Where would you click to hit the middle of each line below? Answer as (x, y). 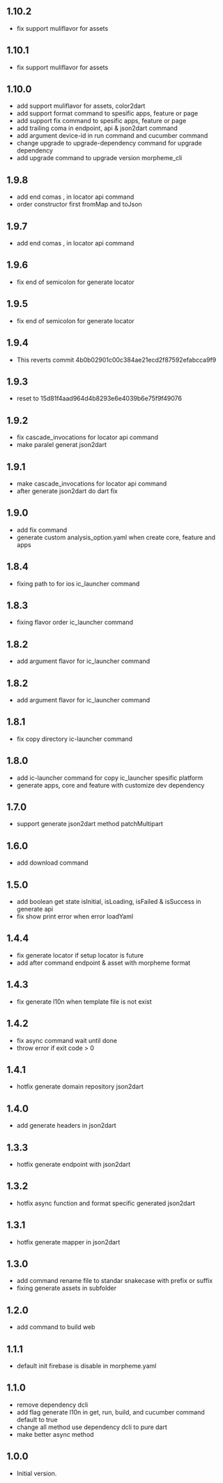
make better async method (55, 1434)
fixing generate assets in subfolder (67, 1288)
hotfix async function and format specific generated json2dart (106, 1203)
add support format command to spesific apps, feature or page (107, 113)
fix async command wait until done (67, 1040)
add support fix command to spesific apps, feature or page (101, 121)
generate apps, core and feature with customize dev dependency (110, 785)
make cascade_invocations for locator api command (92, 483)
